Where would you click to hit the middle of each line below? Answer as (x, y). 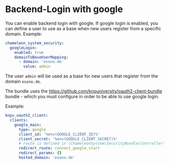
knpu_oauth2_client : (27, 116)
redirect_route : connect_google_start (59, 148)
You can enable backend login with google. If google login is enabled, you (82, 23)
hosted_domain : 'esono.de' (47, 158)
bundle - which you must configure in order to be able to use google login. (82, 97)
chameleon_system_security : (35, 43)
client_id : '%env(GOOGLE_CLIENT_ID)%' (59, 134)
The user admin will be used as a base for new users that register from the (82, 76)
